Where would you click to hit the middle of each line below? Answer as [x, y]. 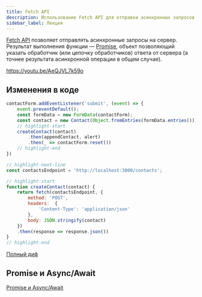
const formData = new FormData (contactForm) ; [75, 115]
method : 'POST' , [48, 198]
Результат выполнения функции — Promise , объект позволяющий [90, 46]
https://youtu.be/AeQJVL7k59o [45, 71]
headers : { [43, 204]
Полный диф [22, 254]
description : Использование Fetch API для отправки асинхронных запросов [101, 17]
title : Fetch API [28, 12]
